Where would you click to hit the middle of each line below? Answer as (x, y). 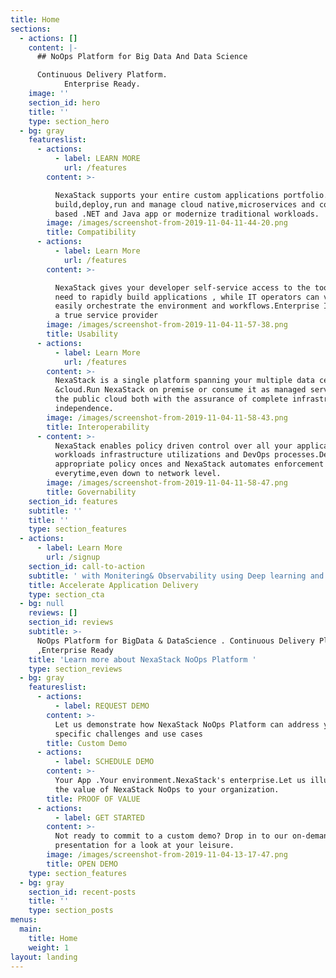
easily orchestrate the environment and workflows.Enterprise (187, 306)
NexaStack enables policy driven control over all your (173, 446)
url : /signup (73, 557)
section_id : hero (64, 102)
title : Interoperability (98, 427)
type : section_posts (71, 911)
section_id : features (73, 501)
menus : (24, 920)
